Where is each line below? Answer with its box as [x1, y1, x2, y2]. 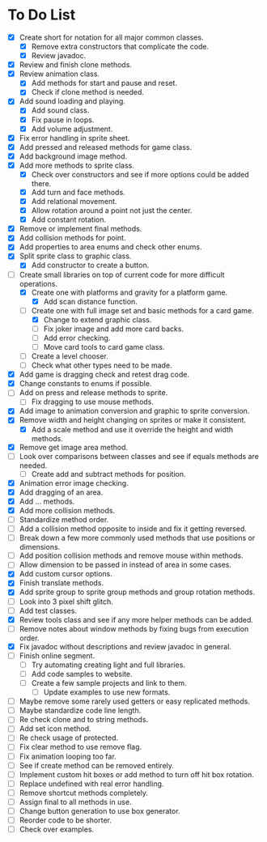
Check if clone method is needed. [31, 87, 145, 97]
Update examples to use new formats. [43, 687, 171, 697]
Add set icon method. [19, 724, 91, 734]
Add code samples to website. [31, 669, 133, 678]
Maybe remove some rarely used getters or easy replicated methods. [19, 696, 250, 706]
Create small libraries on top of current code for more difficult [19, 270, 225, 279]
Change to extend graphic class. [43, 314, 152, 325]
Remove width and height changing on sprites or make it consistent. [19, 415, 247, 425]
